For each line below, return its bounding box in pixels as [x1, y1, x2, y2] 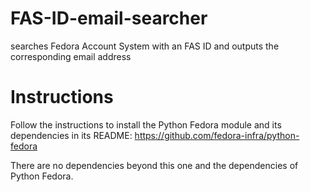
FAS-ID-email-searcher [10, 7, 208, 30]
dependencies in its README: [10, 129, 133, 141]
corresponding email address [10, 50, 132, 62]
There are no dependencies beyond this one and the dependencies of [10, 159, 299, 171]
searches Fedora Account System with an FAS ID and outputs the [10, 40, 280, 52]
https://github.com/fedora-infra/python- [134, 129, 300, 141]
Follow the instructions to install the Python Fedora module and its [10, 118, 282, 131]
